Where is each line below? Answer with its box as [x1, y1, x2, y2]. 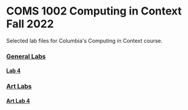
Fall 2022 [6, 17, 54, 31]
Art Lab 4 [6, 97, 30, 104]
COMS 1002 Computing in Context [6, 4, 182, 18]
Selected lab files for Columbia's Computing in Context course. [6, 37, 163, 44]
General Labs [6, 52, 46, 60]
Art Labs [6, 82, 32, 91]
